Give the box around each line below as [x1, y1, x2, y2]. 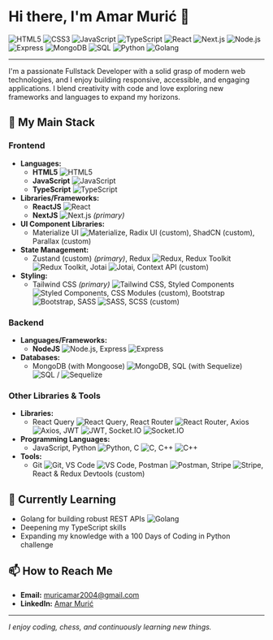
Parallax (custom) [32, 236, 92, 246]
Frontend [8, 140, 45, 151]
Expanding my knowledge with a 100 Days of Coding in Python [19, 531, 231, 541]
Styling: [19, 270, 48, 280]
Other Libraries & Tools [8, 390, 102, 401]
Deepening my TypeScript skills [19, 523, 127, 533]
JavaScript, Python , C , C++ [32, 443, 173, 453]
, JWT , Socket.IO [59, 426, 142, 435]
